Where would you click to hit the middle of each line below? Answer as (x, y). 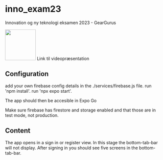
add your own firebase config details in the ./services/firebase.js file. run (78, 86)
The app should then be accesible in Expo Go (51, 100)
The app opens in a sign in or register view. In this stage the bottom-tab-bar (81, 142)
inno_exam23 (33, 9)
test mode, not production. (32, 115)
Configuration (27, 74)
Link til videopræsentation (63, 58)
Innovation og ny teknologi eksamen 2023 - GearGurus (61, 23)
